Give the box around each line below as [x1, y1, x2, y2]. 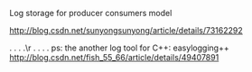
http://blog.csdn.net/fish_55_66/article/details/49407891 [9, 52, 219, 62]
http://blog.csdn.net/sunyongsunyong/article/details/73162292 [9, 25, 244, 35]
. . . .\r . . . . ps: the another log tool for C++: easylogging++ [9, 42, 229, 53]
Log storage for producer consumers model [9, 8, 173, 18]
